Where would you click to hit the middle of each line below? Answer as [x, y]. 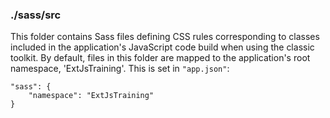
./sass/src [36, 15]
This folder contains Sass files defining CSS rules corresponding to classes [165, 37]
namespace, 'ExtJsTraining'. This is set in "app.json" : [120, 69]
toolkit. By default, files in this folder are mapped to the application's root [160, 58]
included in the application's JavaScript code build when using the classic [162, 47]
